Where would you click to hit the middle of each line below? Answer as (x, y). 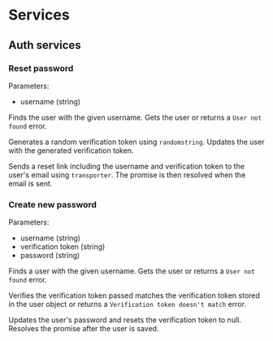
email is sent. (30, 183)
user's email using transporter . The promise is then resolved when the (127, 175)
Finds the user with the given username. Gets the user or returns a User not (135, 117)
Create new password (53, 204)
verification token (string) (63, 247)
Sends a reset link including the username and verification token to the (127, 166)
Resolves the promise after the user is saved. (84, 329)
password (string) (50, 256)
